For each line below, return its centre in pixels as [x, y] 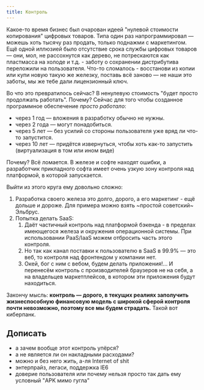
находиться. [40, 283]
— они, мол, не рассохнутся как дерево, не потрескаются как [88, 55]
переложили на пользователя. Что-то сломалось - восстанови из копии [101, 68]
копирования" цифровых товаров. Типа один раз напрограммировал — [100, 36]
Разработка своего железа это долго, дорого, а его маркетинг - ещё [105, 198]
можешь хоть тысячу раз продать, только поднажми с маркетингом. [97, 42]
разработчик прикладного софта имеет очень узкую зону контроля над [100, 168]
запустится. [38, 137]
